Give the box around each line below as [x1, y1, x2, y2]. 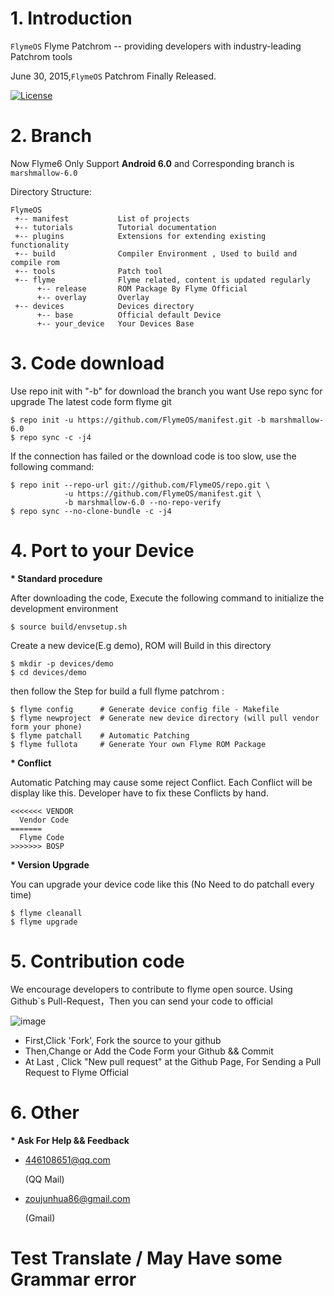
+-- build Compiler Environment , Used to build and [14, 248, 298, 259]
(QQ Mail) [24, 1173, 65, 1185]
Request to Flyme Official [24, 1066, 129, 1078]
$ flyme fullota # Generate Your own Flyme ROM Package [10, 739, 267, 749]
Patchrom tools [10, 50, 73, 62]
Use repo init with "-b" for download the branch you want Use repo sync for [10, 385, 323, 397]
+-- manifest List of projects [14, 213, 190, 224]
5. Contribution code [10, 950, 185, 972]
